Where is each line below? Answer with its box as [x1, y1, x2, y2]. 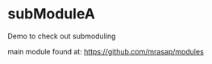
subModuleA [7, 5, 96, 23]
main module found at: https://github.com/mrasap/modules [7, 46, 205, 56]
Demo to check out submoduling [7, 31, 116, 41]
